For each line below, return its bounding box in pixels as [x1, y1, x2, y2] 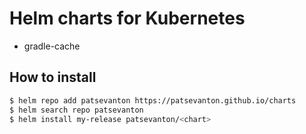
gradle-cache [23, 40, 81, 52]
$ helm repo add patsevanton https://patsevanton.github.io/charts [9, 95, 297, 106]
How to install [9, 69, 97, 86]
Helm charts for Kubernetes [9, 7, 246, 30]
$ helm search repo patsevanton [9, 105, 144, 115]
